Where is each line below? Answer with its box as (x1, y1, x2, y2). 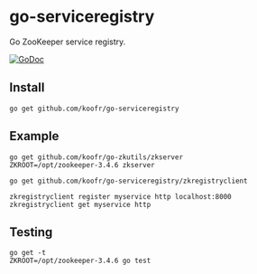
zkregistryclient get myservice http (9, 200, 151, 209)
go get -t (9, 249, 47, 258)
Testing (9, 224, 53, 240)
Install (9, 80, 45, 96)
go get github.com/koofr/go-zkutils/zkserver (9, 152, 183, 162)
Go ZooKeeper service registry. (9, 36, 126, 47)
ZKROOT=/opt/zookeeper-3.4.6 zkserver (9, 160, 155, 169)
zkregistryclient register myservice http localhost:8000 (9, 192, 232, 201)
